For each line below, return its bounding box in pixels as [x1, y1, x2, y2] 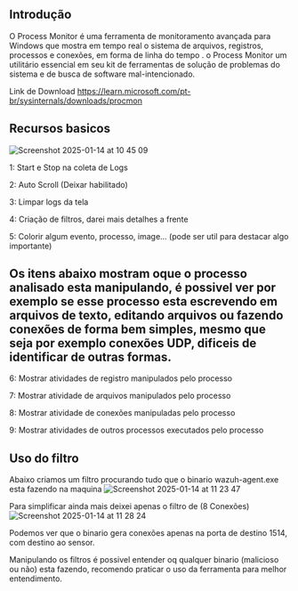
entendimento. [9, 573, 62, 584]
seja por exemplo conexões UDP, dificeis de [9, 336, 257, 351]
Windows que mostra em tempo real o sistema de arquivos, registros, [9, 40, 264, 51]
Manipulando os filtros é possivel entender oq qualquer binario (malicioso [9, 555, 279, 565]
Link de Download [9, 85, 76, 96]
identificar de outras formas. [9, 350, 172, 365]
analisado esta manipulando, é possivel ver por [9, 280, 277, 295]
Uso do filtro [9, 450, 79, 466]
